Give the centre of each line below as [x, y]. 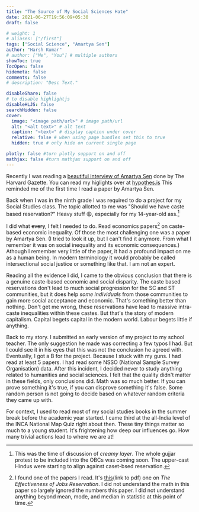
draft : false [22, 22]
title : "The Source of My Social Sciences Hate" [67, 12]
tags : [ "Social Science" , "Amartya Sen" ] [58, 44]
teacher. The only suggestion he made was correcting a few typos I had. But [99, 343]
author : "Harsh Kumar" [34, 50]
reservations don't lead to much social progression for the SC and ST [91, 288]
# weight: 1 [21, 33]
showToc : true [24, 61]
